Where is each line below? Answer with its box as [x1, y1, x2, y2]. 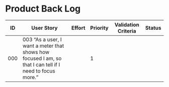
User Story [31, 24, 58, 31]
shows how [22, 48, 50, 55]
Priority [90, 24, 109, 31]
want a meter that [22, 42, 64, 49]
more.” [22, 73, 39, 80]
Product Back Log [5, 3, 81, 15]
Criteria [117, 27, 136, 34]
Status [145, 24, 161, 31]
